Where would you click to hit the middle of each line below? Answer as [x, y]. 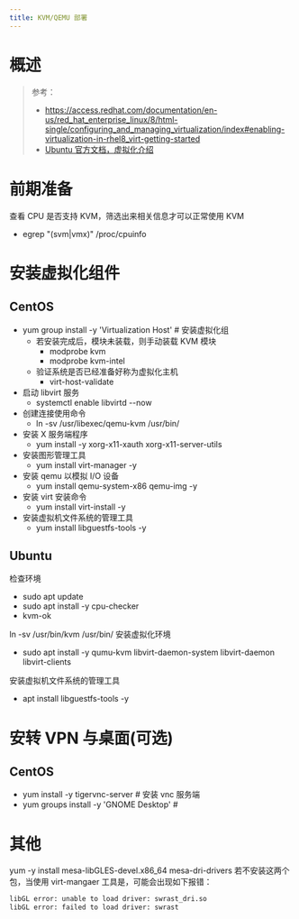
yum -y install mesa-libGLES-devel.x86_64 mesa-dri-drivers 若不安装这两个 [149, 870]
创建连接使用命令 [54, 413]
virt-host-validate [82, 381]
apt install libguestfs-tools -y [75, 699]
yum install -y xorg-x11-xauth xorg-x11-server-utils [129, 444]
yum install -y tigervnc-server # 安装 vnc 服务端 [111, 795]
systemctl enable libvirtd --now [94, 402]
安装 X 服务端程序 [55, 434]
